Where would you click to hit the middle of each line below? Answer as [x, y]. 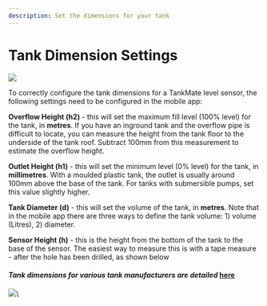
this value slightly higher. [49, 191]
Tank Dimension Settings [93, 55]
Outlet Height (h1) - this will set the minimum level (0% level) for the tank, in [133, 166]
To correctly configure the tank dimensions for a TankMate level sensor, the [133, 92]
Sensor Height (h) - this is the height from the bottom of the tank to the [126, 240]
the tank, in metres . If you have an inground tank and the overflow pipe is [129, 125]
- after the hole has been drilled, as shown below [89, 256]
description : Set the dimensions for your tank [89, 16]
